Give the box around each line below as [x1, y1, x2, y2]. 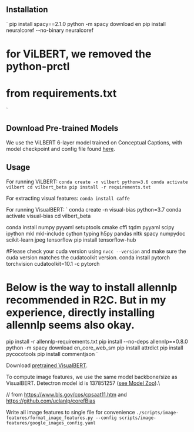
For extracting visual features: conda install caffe [6, 194, 131, 202]
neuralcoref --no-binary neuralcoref [6, 27, 94, 34]
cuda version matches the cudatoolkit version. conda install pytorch [6, 253, 170, 261]
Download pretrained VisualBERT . [6, 362, 88, 369]
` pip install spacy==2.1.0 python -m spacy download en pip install [6, 20, 166, 27]
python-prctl [6, 60, 70, 73]
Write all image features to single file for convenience [6, 408, 135, 415]
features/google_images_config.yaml [6, 420, 96, 426]
